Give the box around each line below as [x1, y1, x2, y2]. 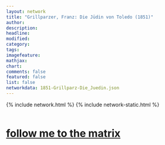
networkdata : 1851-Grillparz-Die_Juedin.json [6, 85, 119, 91]
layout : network [6, 8, 46, 15]
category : [6, 42, 31, 48]
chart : [6, 63, 22, 69]
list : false [6, 80, 35, 86]
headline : [6, 31, 31, 36]
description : [6, 25, 38, 31]
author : [6, 19, 25, 25]
